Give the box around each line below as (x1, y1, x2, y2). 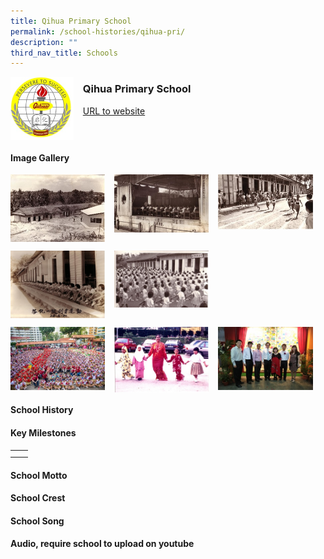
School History (10, 404, 74, 416)
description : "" (10, 37, 78, 47)
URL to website (82, 105, 146, 117)
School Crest (10, 492, 66, 504)
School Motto (10, 469, 68, 481)
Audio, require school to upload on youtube (10, 537, 195, 549)
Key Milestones (10, 427, 77, 439)
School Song (10, 515, 65, 527)
